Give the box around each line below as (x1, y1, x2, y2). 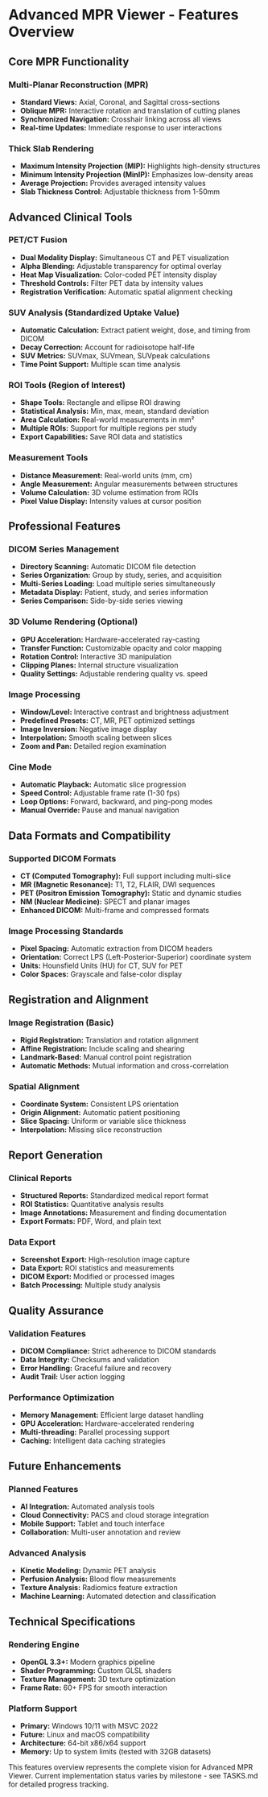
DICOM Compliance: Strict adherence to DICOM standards (19, 1346, 216, 1356)
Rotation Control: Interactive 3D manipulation (19, 651, 172, 661)
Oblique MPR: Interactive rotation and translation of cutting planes (19, 105, 241, 115)
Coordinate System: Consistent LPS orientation (19, 1099, 179, 1109)
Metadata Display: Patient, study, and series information (19, 588, 208, 597)
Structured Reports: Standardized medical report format (19, 1190, 209, 1200)
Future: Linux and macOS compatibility (19, 1729, 150, 1740)
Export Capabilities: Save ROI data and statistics (19, 432, 183, 442)
